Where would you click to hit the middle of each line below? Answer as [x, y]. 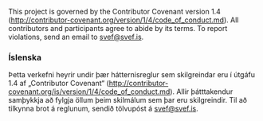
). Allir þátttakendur [202, 92]
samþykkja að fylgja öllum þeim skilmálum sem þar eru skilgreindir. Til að [128, 100]
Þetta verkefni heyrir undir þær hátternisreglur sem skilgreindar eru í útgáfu [132, 75]
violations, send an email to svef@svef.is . [76, 37]
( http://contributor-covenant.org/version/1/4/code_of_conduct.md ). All [124, 20]
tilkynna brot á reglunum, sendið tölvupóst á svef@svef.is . [104, 109]
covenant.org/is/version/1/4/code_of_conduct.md [89, 92]
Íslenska [25, 57]
